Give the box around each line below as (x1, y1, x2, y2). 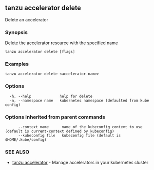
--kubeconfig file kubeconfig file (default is (18, 133, 121, 138)
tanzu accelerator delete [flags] (5, 50, 76, 54)
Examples (5, 61, 29, 68)
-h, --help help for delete (9, 94, 93, 99)
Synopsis (5, 29, 28, 35)
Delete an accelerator (5, 17, 49, 22)
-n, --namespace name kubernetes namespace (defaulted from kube (9, 98, 150, 103)
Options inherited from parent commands (5, 114, 106, 120)
